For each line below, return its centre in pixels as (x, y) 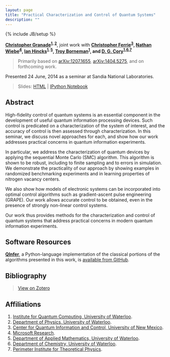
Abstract (20, 103)
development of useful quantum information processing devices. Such (79, 120)
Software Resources (38, 242)
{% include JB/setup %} (31, 34)
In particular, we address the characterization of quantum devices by (77, 152)
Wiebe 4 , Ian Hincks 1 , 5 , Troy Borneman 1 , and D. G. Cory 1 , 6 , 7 (69, 51)
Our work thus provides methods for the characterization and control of (80, 215)
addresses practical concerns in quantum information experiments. (76, 142)
